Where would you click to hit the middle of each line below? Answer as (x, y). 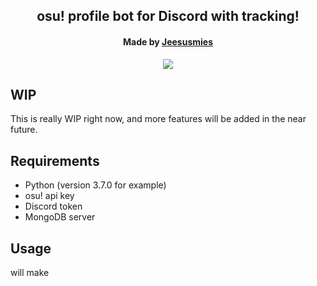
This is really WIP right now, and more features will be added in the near (158, 119)
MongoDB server (60, 217)
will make (30, 273)
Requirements (55, 160)
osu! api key (49, 196)
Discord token (53, 206)
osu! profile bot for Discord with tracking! (168, 16)
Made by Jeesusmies (168, 41)
